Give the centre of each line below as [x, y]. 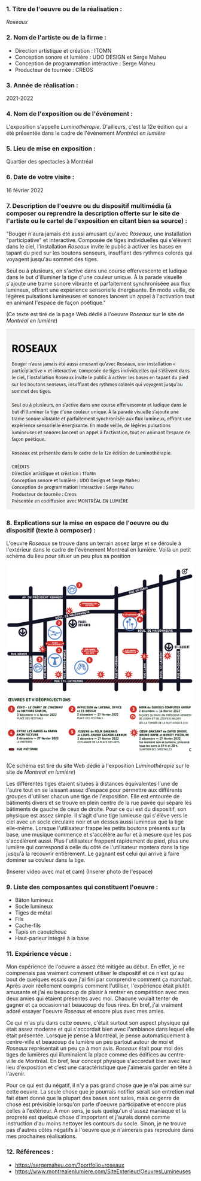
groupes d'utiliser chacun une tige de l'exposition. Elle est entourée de [93, 796]
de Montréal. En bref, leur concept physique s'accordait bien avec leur [104, 1061]
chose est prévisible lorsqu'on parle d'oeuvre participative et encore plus [96, 1104]
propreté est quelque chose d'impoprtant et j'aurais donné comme [88, 1117]
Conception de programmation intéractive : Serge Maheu [85, 63]
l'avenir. [16, 1074]
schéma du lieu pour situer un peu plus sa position [68, 556]
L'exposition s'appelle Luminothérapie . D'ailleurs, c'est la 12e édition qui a [97, 127]
